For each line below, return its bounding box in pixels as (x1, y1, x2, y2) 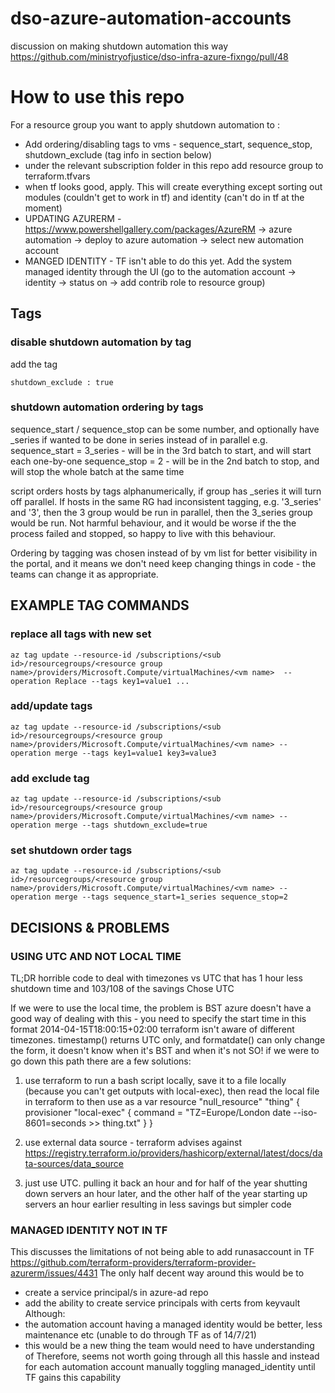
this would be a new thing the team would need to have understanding (24, 1340, 315, 1352)
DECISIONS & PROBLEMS (10, 919, 170, 936)
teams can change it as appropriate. (10, 568, 159, 580)
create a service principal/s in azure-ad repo (24, 1287, 209, 1299)
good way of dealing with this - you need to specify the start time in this (10, 1013, 307, 1025)
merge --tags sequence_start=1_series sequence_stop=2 (54, 892, 288, 902)
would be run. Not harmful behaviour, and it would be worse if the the (10, 517, 297, 529)
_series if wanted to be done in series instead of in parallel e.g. (10, 433, 268, 446)
